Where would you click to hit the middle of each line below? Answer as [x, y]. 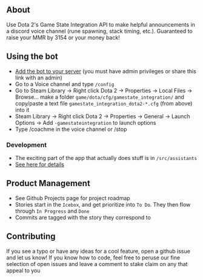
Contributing [31, 237]
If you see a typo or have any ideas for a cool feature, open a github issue [98, 251]
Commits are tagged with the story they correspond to [83, 217]
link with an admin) [38, 78]
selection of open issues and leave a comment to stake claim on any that [97, 264]
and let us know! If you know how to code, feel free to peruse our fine [93, 258]
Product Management [48, 183]
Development [27, 145]
